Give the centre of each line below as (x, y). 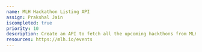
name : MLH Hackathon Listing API (48, 12)
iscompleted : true (29, 23)
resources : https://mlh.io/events (50, 39)
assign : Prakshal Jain (35, 17)
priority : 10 (23, 28)
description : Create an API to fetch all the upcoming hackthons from (96, 34)
